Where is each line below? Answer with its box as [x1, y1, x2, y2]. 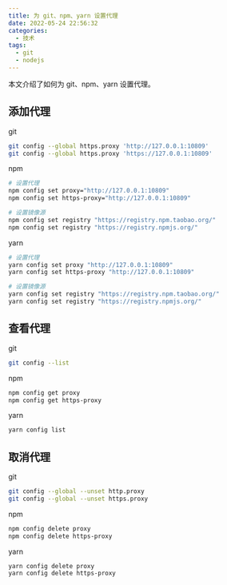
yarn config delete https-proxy [8, 569, 116, 578]
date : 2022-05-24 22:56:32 [8, 19, 98, 27]
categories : [8, 26, 48, 34]
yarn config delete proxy [8, 562, 94, 570]
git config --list [8, 359, 70, 367]
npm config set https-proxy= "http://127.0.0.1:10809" [8, 194, 192, 202]
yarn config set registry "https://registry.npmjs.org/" [8, 297, 202, 306]
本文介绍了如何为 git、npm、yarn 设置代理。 [8, 79, 155, 89]
